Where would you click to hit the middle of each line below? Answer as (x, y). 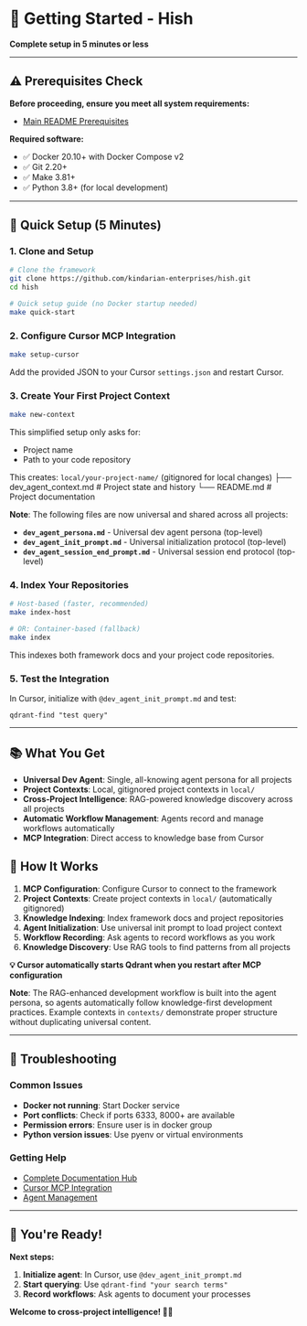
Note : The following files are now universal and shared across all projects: (149, 515)
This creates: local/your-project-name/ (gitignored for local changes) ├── (151, 477)
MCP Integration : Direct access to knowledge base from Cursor (143, 838)
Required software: (47, 139)
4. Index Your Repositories (69, 585)
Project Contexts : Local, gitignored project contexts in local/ (139, 789)
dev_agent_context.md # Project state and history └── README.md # (141, 487)
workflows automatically (69, 829)
